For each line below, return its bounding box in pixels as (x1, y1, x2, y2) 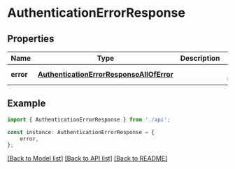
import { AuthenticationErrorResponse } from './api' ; (7, 116, 171, 123)
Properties (7, 33, 55, 45)
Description (180, 54, 220, 63)
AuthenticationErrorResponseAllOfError (37, 70, 173, 79)
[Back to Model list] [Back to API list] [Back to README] (7, 154, 168, 163)
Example (7, 98, 46, 110)
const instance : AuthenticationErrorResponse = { (7, 128, 155, 135)
